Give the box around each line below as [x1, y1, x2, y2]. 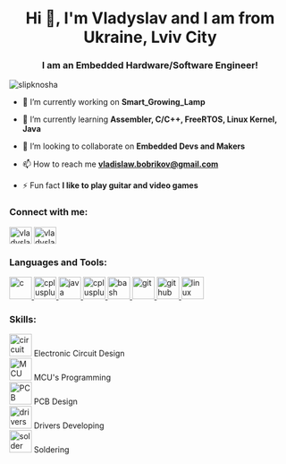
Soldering [33, 444, 70, 455]
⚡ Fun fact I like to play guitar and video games [21, 180, 198, 191]
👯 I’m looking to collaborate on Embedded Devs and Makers [21, 141, 246, 151]
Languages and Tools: [9, 255, 107, 268]
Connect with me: [9, 206, 88, 219]
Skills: [9, 314, 38, 325]
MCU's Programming [33, 372, 112, 383]
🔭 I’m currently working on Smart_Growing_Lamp [21, 97, 206, 107]
